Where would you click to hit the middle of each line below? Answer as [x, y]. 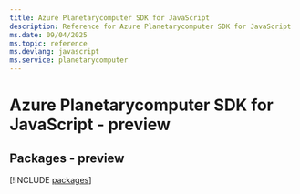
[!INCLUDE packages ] [51, 180]
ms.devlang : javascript [55, 52]
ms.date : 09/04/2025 [49, 35]
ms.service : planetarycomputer [69, 60]
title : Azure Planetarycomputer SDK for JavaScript [109, 18]
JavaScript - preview [90, 125]
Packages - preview [67, 158]
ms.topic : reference [49, 43]
